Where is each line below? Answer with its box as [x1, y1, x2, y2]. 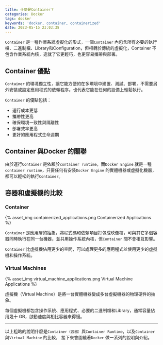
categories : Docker [5, 12, 45, 17]
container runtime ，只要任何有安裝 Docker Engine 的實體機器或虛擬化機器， [5, 167, 157, 173]
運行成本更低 [12, 107, 38, 113]
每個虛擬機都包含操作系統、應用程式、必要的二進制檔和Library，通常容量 [5, 307, 151, 313]
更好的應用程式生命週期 [12, 132, 59, 138]
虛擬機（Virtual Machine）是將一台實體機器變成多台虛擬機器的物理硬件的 [5, 291, 151, 297]
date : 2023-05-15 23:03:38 [5, 25, 60, 30]
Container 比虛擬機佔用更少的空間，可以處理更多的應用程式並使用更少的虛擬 [5, 246, 158, 252]
